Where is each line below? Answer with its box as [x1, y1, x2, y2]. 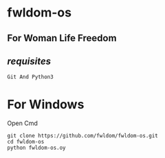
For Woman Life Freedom [7, 32, 117, 44]
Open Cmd [7, 119, 38, 128]
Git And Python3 [7, 74, 54, 80]
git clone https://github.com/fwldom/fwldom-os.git [7, 133, 158, 139]
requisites [7, 55, 52, 67]
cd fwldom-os [7, 139, 45, 146]
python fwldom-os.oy [7, 144, 67, 152]
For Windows [7, 96, 85, 112]
